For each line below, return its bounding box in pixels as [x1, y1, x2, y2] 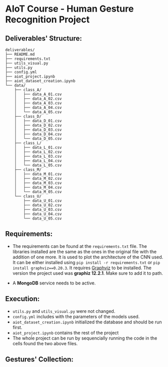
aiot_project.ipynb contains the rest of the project [12, 329, 119, 336]
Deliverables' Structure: [5, 34, 82, 43]
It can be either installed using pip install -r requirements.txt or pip [12, 259, 160, 265]
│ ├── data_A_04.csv [14, 105, 62, 110]
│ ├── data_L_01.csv [14, 145, 62, 150]
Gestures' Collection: [5, 355, 74, 364]
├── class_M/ [14, 167, 42, 172]
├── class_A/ [14, 87, 42, 92]
